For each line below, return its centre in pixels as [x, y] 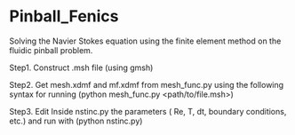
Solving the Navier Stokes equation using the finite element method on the [145, 41]
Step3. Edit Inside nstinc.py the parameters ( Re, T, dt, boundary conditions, [148, 111]
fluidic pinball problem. [51, 50]
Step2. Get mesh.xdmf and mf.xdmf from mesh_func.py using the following [147, 84]
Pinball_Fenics [64, 16]
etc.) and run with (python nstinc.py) [76, 121]
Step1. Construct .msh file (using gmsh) [81, 67]
